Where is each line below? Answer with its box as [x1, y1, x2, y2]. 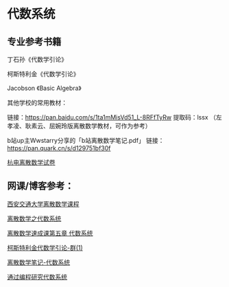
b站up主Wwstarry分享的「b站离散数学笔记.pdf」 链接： [7, 137, 165, 144]
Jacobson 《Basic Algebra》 [7, 84, 82, 92]
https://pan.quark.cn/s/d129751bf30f [7, 144, 111, 152]
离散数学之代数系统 [7, 214, 62, 222]
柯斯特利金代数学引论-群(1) [7, 243, 84, 251]
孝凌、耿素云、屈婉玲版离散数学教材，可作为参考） [7, 122, 152, 130]
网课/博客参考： [7, 180, 74, 192]
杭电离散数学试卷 [7, 159, 56, 166]
